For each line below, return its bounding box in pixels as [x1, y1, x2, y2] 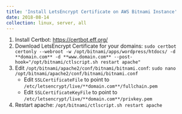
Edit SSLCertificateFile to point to [23, 76, 110, 84]
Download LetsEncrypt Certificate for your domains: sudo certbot [14, 42, 177, 50]
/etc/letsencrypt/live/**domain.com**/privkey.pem [23, 96, 153, 102]
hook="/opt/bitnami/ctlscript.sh [14, 59, 98, 66]
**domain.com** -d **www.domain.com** [14, 54, 112, 60]
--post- [113, 54, 133, 60]
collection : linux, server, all [6, 20, 87, 26]
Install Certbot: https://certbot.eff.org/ [14, 36, 109, 44]
